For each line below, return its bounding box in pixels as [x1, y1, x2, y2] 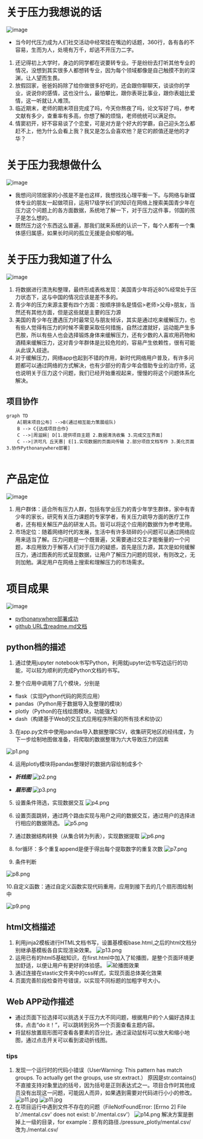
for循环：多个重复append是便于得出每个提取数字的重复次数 [14, 845, 163, 853]
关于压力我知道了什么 [6, 253, 113, 267]
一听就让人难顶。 [31, 96, 74, 104]
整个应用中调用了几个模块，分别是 [14, 680, 100, 687]
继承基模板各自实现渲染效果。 [20, 947, 95, 954]
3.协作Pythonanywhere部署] [6, 445, 71, 451]
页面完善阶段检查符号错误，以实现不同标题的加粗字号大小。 [14, 977, 164, 984]
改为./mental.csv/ [14, 1126, 59, 1134]
